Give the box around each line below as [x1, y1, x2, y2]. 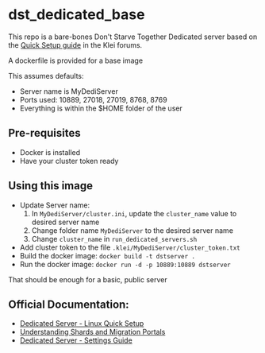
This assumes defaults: [8, 71, 85, 80]
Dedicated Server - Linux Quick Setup [19, 319, 144, 328]
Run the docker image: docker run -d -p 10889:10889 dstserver [19, 259, 232, 269]
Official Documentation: [8, 297, 129, 311]
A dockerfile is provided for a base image [8, 56, 144, 65]
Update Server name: [19, 200, 90, 210]
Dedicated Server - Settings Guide [19, 336, 132, 345]
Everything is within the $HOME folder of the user [19, 103, 182, 113]
